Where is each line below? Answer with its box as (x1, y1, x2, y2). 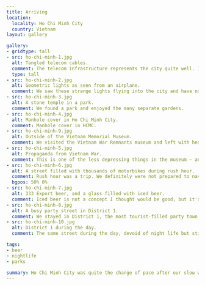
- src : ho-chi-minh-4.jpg (6, 111, 72, 117)
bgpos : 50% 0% (12, 179, 48, 185)
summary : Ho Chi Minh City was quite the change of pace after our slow (6, 270, 195, 276)
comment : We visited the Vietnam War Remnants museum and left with (12, 139, 190, 146)
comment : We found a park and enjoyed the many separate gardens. (12, 105, 184, 111)
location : (6, 15, 32, 21)
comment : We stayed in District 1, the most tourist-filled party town (12, 213, 198, 220)
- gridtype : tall (6, 48, 51, 55)
